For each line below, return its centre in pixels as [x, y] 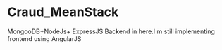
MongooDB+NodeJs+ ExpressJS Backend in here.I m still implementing [111, 31]
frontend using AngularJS [44, 38]
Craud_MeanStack [63, 12]
